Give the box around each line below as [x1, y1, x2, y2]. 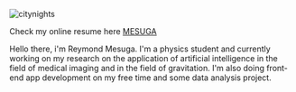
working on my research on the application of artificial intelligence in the [9, 53, 278, 63]
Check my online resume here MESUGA [9, 26, 158, 36]
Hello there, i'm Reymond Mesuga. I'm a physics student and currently [9, 43, 271, 54]
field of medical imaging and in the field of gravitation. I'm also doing [9, 63, 264, 73]
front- [265, 63, 289, 73]
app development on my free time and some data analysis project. [25, 72, 273, 83]
